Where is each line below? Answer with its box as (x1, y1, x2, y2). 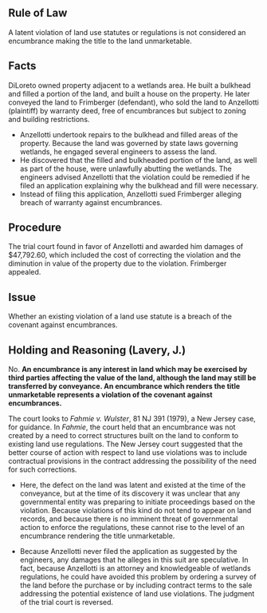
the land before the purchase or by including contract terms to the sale (19, 580, 253, 590)
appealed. (8, 267, 41, 277)
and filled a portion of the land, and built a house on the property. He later (8, 89, 250, 98)
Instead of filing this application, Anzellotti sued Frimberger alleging (19, 189, 241, 199)
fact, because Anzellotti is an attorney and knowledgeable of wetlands (19, 564, 251, 573)
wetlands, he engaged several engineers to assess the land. (19, 147, 218, 156)
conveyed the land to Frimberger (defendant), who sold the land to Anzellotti (8, 97, 259, 107)
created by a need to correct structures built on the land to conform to (8, 431, 239, 441)
